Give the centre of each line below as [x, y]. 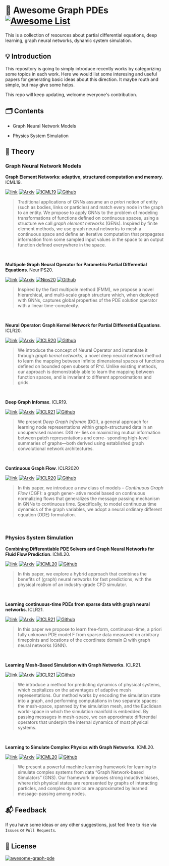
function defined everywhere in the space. [62, 245]
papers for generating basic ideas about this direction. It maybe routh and [82, 79]
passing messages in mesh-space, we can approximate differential [87, 717]
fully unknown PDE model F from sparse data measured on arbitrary [88, 634]
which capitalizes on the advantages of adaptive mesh [74, 690]
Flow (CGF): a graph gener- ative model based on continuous [81, 493]
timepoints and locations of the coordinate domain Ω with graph [84, 640]
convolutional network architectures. [56, 449]
